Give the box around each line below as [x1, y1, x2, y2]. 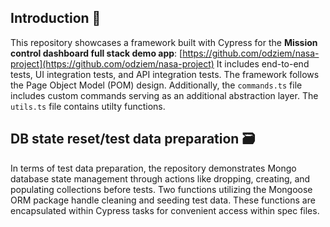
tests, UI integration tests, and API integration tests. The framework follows [10, 68, 320, 80]
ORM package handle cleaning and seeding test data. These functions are [10, 194, 316, 206]
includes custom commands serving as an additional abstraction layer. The [10, 89, 319, 101]
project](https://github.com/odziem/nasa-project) [10, 57, 215, 70]
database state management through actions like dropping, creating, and [10, 172, 311, 185]
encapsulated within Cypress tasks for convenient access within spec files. [10, 204, 320, 216]
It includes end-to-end [216, 57, 310, 70]
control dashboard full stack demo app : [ [10, 47, 183, 59]
